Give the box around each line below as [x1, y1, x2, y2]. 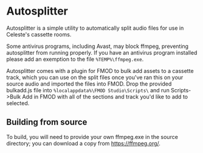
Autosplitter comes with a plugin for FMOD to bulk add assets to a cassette [6, 67, 194, 74]
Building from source [6, 117, 88, 127]
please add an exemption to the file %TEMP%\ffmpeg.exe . [6, 55, 144, 63]
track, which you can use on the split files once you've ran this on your [6, 73, 184, 81]
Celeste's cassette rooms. [6, 30, 72, 38]
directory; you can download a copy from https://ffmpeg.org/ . [6, 140, 161, 147]
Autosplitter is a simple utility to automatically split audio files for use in [6, 24, 184, 32]
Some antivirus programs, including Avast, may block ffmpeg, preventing [6, 42, 189, 50]
